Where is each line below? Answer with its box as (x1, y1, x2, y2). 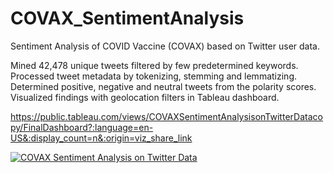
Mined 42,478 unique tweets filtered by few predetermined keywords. (10, 59, 299, 71)
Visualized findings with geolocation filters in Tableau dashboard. (10, 91, 280, 103)
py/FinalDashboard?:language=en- (10, 121, 154, 133)
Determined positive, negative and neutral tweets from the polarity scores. (10, 80, 317, 92)
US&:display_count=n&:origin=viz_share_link (10, 132, 193, 144)
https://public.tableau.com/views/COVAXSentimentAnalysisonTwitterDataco (10, 110, 323, 122)
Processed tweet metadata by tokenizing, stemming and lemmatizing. (10, 70, 297, 82)
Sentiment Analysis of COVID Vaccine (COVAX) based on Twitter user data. (10, 40, 321, 52)
